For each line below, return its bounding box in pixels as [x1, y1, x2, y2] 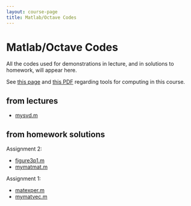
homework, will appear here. [6, 67, 77, 74]
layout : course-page [6, 8, 58, 15]
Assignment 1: [6, 175, 41, 183]
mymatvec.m [14, 193, 48, 201]
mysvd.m [14, 112, 38, 119]
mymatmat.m [14, 163, 48, 170]
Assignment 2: [6, 145, 42, 152]
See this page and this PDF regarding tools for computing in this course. [6, 78, 186, 86]
